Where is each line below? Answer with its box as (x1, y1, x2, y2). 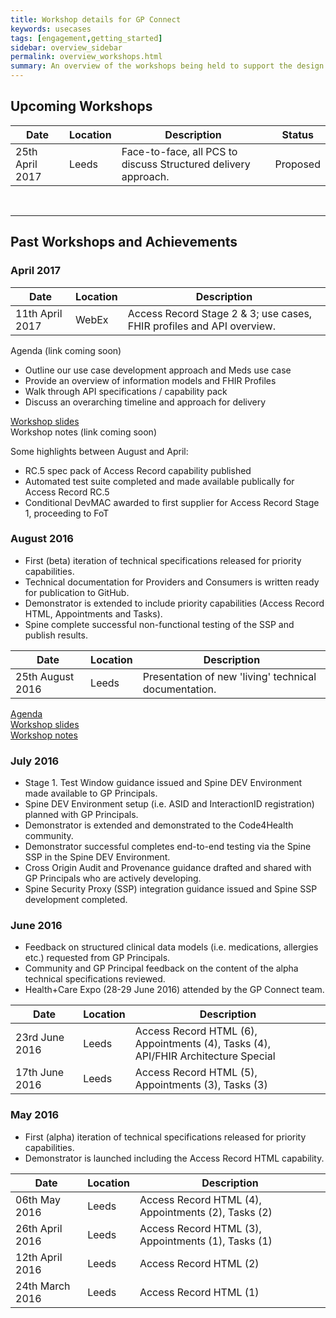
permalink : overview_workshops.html (10, 52, 163, 62)
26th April (15, 1221, 63, 1235)
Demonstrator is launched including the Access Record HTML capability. (24, 1152, 325, 1164)
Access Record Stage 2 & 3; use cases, (127, 306, 313, 320)
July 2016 (10, 754, 60, 768)
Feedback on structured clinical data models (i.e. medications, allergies (24, 941, 319, 953)
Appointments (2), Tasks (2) (139, 1205, 273, 1219)
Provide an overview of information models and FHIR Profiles (24, 374, 277, 386)
